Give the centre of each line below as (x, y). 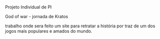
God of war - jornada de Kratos (37, 16)
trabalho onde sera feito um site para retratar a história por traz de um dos (80, 26)
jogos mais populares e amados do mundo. (49, 31)
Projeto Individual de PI (28, 7)
